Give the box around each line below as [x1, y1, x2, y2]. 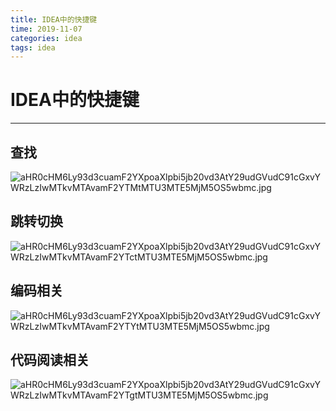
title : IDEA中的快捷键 [10, 14, 98, 25]
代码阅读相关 [10, 352, 90, 369]
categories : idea [10, 33, 83, 43]
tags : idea [10, 42, 56, 53]
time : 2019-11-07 [10, 24, 83, 34]
